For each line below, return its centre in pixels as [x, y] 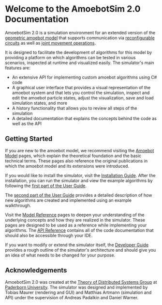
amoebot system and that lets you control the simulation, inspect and [81, 93]
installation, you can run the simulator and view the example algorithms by [79, 180]
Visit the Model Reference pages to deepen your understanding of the [75, 215]
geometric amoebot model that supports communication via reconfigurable [80, 38]
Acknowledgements [36, 270]
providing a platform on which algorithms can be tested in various [70, 57]
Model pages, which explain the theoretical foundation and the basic [73, 156]
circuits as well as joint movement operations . [50, 43]
